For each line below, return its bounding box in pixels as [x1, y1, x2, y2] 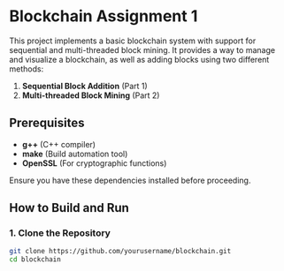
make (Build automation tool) [21, 148, 128, 159]
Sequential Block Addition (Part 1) [21, 80, 148, 91]
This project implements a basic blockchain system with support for [9, 35, 257, 46]
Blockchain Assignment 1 [9, 6, 198, 26]
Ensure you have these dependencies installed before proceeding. [9, 175, 251, 185]
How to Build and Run [9, 200, 130, 215]
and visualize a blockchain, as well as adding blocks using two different [9, 54, 270, 64]
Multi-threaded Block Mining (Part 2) [21, 90, 160, 101]
